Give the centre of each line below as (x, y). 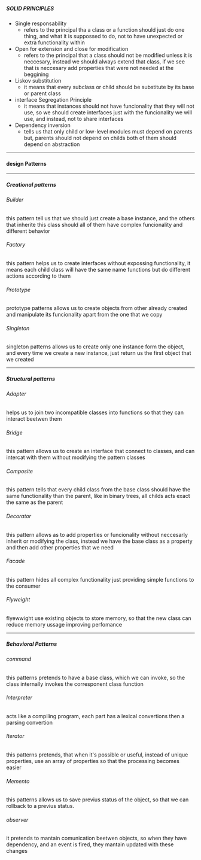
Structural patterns (31, 379)
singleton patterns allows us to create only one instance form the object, (95, 347)
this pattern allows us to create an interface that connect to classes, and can (100, 451)
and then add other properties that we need (60, 547)
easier (14, 767)
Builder (15, 200)
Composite (20, 471)
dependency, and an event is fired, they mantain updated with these (90, 844)
